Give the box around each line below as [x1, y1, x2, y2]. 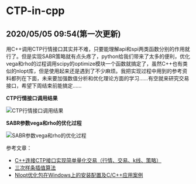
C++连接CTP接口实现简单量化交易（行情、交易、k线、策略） [14, 157, 162, 163]
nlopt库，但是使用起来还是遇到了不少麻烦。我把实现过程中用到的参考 [16, 67, 183, 74]
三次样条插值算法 [14, 164, 56, 171]
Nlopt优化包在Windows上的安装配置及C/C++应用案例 [14, 172, 143, 178]
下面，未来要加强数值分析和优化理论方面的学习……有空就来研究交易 [26, 75, 190, 81]
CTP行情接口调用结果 [6, 95, 58, 101]
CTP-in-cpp [6, 4, 65, 18]
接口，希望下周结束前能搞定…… [6, 82, 82, 89]
